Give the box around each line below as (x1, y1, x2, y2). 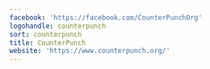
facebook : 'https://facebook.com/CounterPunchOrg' (9, 13, 203, 22)
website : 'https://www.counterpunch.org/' (9, 47, 171, 56)
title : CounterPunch (9, 38, 87, 47)
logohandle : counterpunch (9, 22, 106, 30)
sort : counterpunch (9, 30, 83, 39)
